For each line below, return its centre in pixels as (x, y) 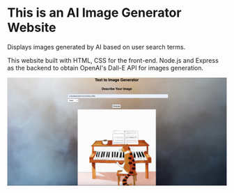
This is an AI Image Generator (94, 13)
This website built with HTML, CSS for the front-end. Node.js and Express (113, 60)
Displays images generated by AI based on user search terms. (96, 47)
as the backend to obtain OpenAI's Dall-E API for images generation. (106, 68)
